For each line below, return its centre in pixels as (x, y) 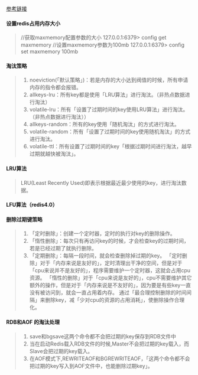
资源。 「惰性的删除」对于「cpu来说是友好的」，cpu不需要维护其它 (111, 278)
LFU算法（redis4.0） (32, 205)
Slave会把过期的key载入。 (61, 351)
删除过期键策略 (24, 219)
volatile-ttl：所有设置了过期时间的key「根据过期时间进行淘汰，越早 (111, 146)
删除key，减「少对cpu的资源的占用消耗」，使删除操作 (110, 300)
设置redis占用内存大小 (33, 23)
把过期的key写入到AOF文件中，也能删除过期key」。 (91, 366)
